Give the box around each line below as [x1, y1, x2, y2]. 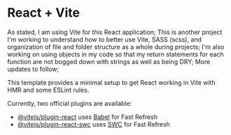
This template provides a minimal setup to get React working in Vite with [7, 78, 216, 86]
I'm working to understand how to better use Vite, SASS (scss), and [7, 35, 202, 43]
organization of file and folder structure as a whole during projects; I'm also [7, 42, 225, 51]
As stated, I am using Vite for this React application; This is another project [7, 28, 223, 36]
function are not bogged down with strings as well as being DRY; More [7, 57, 211, 65]
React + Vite [7, 5, 80, 21]
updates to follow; [7, 65, 59, 73]
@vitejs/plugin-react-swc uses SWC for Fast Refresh [17, 120, 170, 128]
